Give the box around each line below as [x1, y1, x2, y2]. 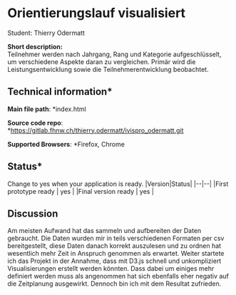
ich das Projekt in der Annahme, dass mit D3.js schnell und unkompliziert [7, 257, 222, 265]
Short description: [7, 42, 63, 51]
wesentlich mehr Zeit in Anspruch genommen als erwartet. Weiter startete [7, 249, 225, 258]
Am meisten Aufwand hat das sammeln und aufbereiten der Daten [7, 227, 202, 235]
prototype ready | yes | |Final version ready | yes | [7, 187, 155, 195]
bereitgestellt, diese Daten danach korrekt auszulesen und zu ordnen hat [7, 242, 222, 250]
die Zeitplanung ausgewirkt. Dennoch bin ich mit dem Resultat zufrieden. [7, 279, 222, 288]
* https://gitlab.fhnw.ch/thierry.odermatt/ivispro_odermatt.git [7, 126, 184, 135]
